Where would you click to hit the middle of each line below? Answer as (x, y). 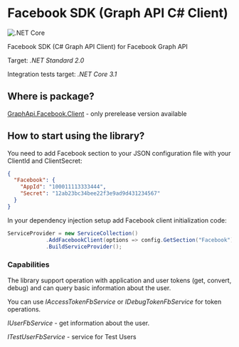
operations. (24, 309)
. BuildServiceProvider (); (84, 247)
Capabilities (28, 265)
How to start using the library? (76, 136)
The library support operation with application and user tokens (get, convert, (119, 280)
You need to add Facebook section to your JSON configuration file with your (119, 153)
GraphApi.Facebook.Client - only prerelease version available (97, 113)
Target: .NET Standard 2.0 (46, 60)
